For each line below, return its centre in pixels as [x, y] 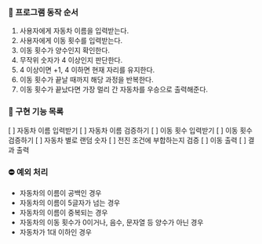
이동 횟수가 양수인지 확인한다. [65, 50]
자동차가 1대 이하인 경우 [56, 231]
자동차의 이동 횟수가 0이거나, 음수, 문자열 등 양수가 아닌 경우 [111, 222]
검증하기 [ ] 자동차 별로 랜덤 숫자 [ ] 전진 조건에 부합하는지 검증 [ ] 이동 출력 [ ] [127, 140]
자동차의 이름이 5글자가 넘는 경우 [70, 203]
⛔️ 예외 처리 [28, 172]
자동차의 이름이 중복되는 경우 [64, 212]
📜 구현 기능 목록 [36, 112]
